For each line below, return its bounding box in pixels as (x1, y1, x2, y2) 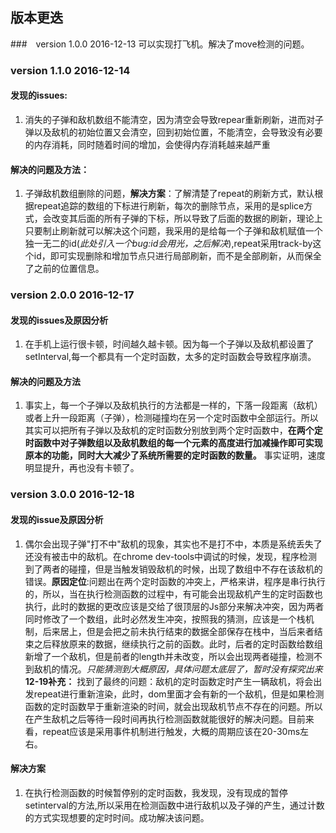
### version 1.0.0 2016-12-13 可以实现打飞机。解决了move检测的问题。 (10, 38, 310, 50)
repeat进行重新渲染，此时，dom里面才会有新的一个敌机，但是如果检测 (33, 688, 325, 700)
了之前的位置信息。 (24, 263, 105, 275)
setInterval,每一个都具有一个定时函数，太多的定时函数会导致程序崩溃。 (24, 351, 317, 363)
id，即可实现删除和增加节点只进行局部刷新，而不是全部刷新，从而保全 (33, 250, 322, 262)
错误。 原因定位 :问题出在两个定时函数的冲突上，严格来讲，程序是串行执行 (24, 575, 326, 587)
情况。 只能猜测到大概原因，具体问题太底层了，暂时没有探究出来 (59, 663, 323, 675)
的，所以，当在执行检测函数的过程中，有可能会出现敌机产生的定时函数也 (24, 588, 323, 600)
